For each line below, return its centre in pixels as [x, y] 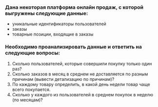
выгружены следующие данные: [47, 13]
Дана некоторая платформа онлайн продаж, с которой [74, 7]
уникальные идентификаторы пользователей [59, 24]
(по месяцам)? [27, 100]
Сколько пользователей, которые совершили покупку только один [82, 63]
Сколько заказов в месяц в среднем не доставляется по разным [80, 74]
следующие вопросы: [33, 53]
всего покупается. [31, 89]
